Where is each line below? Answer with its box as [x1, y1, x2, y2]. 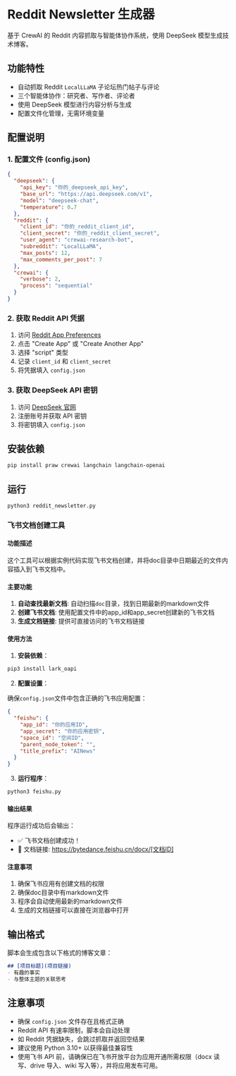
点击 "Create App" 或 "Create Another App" [17, 340, 144, 348]
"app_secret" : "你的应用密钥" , [20, 727, 106, 735]
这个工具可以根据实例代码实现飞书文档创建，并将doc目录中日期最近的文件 [7, 556, 222, 564]
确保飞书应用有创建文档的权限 [17, 879, 104, 888]
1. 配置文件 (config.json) [7, 154, 91, 164]
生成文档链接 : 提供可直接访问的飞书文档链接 [17, 617, 145, 626]
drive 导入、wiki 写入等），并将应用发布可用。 [30, 1061, 162, 1070]
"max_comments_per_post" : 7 [20, 256, 102, 263]
